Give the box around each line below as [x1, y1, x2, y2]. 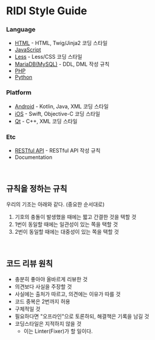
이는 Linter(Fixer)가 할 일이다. [23, 328, 93, 335]
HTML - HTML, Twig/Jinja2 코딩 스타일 [14, 40, 108, 47]
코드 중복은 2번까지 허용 [14, 298, 70, 305]
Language [6, 26, 36, 34]
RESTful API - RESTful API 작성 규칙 [14, 147, 101, 154]
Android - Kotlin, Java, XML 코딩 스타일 [14, 103, 109, 110]
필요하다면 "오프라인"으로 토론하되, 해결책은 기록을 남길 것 [14, 313, 150, 320]
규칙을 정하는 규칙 [6, 184, 67, 194]
